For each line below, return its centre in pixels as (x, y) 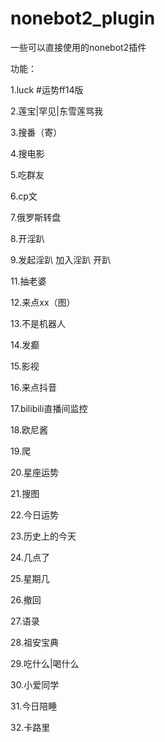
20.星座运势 (35, 472)
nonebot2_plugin (83, 18)
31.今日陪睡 (34, 706)
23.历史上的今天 (43, 536)
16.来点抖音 (33, 387)
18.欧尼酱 (29, 429)
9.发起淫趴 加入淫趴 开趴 (61, 259)
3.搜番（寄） (36, 132)
